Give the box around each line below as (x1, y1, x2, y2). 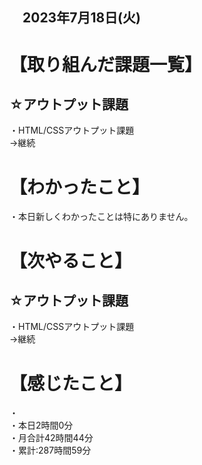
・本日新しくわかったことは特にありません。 (9, 211, 194, 223)
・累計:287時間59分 (9, 444, 92, 457)
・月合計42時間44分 (9, 432, 94, 444)
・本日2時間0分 (9, 419, 74, 432)
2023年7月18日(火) (22, 9, 141, 27)
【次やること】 (9, 249, 133, 272)
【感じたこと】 (9, 372, 133, 395)
